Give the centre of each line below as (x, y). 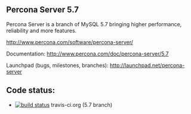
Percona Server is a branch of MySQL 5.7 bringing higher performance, (94, 24)
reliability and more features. (41, 30)
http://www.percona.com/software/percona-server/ (70, 42)
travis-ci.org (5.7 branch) (82, 104)
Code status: (31, 90)
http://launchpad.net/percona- (147, 65)
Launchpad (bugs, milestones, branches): (57, 65)
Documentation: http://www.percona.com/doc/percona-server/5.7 (87, 54)
